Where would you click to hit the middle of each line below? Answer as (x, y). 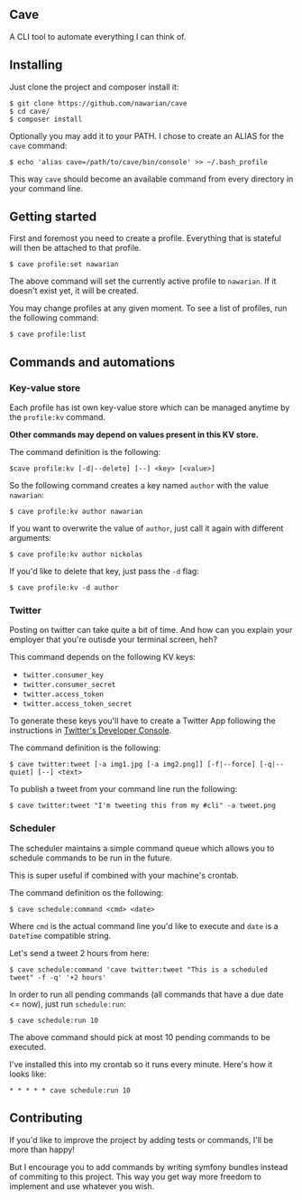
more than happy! (42, 1149)
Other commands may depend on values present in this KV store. (134, 435)
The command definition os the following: (87, 892)
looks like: (28, 1074)
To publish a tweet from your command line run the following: (124, 789)
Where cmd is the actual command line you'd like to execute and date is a (144, 926)
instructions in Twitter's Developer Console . (91, 730)
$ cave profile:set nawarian (64, 265)
